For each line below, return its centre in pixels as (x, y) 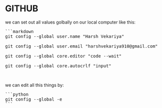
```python (17, 94)
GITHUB (22, 9)
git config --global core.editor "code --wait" (63, 56)
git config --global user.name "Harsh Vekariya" (65, 36)
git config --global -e (34, 99)
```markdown (19, 31)
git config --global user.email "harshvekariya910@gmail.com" (81, 46)
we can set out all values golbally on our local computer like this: (70, 22)
